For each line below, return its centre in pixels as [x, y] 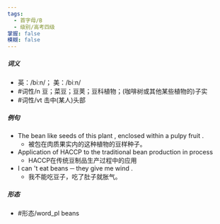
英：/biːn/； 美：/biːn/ [49, 82]
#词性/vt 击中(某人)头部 [52, 100]
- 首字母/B [28, 20]
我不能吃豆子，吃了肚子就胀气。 [75, 177]
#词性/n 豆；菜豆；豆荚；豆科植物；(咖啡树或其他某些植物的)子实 [112, 92]
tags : [15, 14]
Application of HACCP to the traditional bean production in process [115, 152]
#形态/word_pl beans [48, 213]
